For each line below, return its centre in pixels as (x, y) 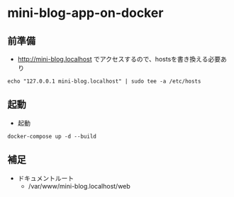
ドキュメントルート (46, 178)
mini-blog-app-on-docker (85, 13)
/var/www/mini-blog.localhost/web (79, 186)
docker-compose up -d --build (52, 136)
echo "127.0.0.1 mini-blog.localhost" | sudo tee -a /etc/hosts (104, 81)
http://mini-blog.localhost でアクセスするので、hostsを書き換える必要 (119, 59)
